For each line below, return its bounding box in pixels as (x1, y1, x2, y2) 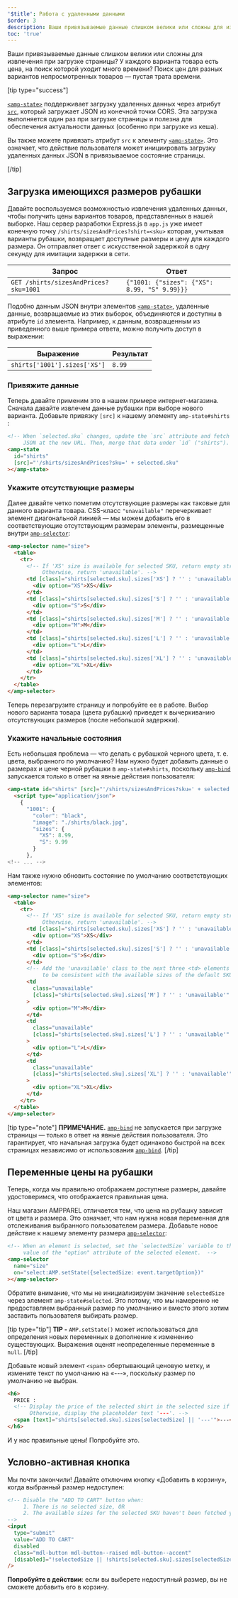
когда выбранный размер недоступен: (7, 1482, 125, 1491)
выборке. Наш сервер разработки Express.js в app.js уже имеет (7, 219, 203, 228)
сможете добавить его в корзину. (7, 1583, 110, 1592)
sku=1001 (11, 285, 40, 294)
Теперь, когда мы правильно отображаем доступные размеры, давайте (7, 1185, 227, 1194)
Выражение (36, 349, 80, 359)
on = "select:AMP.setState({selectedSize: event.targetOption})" (13, 1269, 204, 1276)
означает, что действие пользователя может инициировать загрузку (7, 143, 216, 153)
